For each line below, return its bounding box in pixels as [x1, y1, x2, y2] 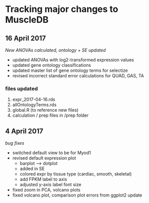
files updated [5, 85, 38, 92]
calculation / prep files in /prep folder [12, 112, 89, 118]
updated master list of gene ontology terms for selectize [12, 67, 128, 73]
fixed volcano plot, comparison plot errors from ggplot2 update [12, 192, 143, 198]
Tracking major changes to [5, 3, 119, 15]
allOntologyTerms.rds [12, 102, 57, 108]
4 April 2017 [5, 127, 43, 135]
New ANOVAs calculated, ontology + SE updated [5, 47, 106, 53]
